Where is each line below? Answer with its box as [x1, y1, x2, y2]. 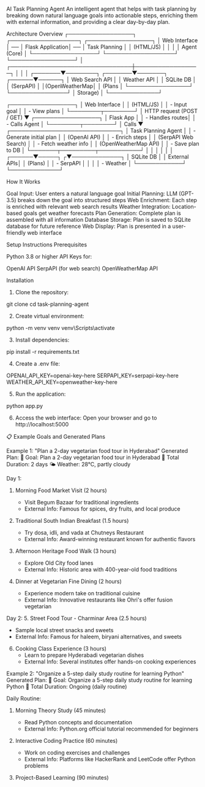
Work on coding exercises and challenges [24, 749, 130, 756]
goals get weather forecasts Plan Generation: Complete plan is [23, 209, 182, 217]
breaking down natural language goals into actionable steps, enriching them [6, 12, 198, 19]
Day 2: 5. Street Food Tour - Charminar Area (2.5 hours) [6, 614, 147, 622]
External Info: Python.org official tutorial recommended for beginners [24, 725, 199, 732]
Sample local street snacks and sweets [15, 627, 114, 633]
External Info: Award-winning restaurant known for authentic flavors [24, 536, 196, 542]
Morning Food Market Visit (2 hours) [15, 487, 107, 494]
